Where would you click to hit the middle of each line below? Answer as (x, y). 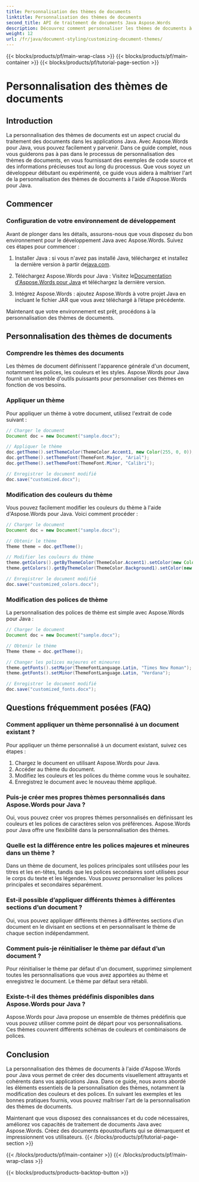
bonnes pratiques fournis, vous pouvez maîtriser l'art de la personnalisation (98, 1100)
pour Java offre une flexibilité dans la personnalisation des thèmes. (88, 830)
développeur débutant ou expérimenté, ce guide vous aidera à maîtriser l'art (99, 173)
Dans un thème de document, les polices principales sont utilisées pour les (98, 866)
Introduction (30, 121)
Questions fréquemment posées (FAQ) (79, 708)
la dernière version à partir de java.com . (62, 264)
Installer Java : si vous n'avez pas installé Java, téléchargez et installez (101, 258)
